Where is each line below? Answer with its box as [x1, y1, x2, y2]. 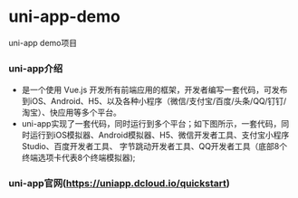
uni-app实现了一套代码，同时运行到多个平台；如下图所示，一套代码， [21, 118, 282, 129]
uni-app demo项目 [8, 37, 78, 48]
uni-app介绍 [8, 61, 63, 74]
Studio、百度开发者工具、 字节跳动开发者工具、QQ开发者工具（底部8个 [21, 141, 288, 152]
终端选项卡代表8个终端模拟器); [21, 152, 136, 164]
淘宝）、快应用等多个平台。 [21, 107, 121, 118]
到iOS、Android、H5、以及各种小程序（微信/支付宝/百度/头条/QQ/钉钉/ [21, 96, 287, 107]
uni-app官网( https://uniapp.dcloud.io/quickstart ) [8, 177, 230, 190]
